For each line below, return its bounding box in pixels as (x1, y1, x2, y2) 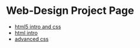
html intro (14, 29, 38, 36)
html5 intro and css (14, 23, 62, 30)
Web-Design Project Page (6, 4, 135, 17)
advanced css (14, 35, 49, 42)
